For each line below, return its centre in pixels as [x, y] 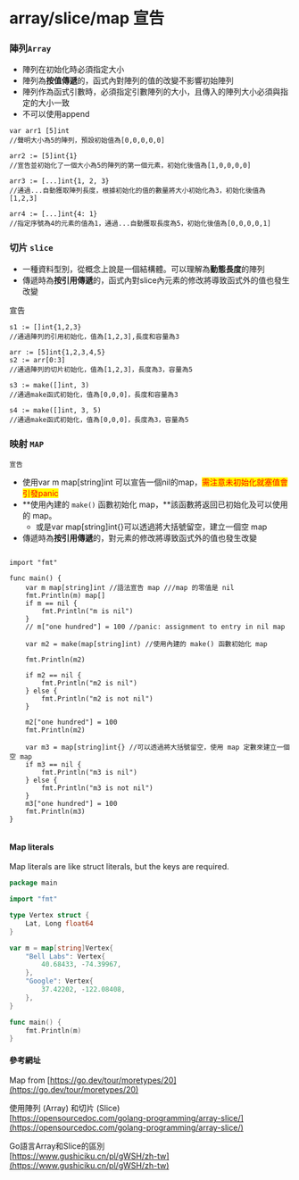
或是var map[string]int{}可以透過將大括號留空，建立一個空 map [151, 527]
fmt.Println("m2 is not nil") [97, 699]
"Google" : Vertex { [59, 981]
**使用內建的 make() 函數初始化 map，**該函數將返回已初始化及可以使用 [155, 504]
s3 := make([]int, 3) [50, 385]
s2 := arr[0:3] [37, 360]
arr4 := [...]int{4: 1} [54, 214]
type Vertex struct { [50, 916]
